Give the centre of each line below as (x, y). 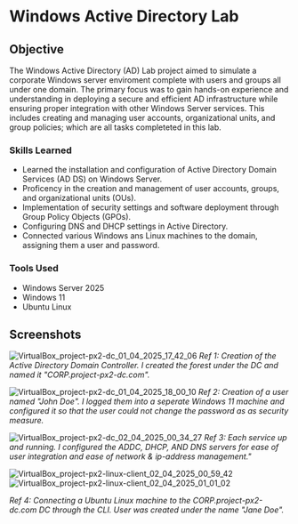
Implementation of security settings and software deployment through (150, 207)
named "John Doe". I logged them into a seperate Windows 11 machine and (147, 401)
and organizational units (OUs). (79, 198)
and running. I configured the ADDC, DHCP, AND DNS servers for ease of (144, 447)
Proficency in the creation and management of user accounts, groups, (151, 189)
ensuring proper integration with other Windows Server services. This (137, 108)
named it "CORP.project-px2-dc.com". (80, 375)
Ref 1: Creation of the (238, 356)
